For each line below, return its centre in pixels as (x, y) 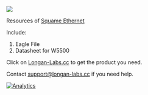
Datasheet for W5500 (42, 51)
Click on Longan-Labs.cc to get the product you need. (74, 62)
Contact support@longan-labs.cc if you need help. (70, 74)
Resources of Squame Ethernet (46, 21)
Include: (16, 32)
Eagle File (27, 44)
